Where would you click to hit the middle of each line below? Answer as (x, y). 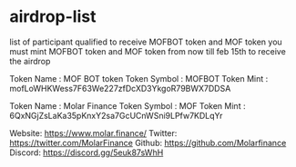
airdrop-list (53, 17)
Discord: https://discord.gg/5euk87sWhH (87, 152)
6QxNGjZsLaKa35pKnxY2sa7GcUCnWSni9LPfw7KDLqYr (116, 115)
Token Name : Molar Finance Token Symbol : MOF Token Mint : (128, 105)
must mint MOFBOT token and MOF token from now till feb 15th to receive (148, 51)
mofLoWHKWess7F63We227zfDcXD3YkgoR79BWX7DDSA (120, 88)
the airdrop (30, 61)
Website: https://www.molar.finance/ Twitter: (93, 133)
